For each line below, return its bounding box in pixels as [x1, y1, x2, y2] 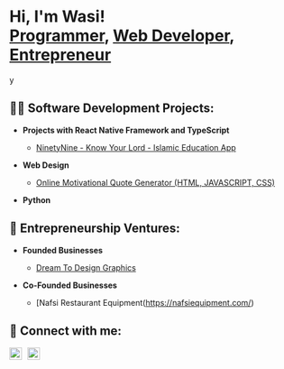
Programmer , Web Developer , [9, 25, 234, 46]
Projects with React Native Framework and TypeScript [22, 125, 230, 135]
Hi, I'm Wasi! [9, 6, 105, 27]
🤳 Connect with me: [9, 323, 122, 338]
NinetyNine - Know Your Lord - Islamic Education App [35, 142, 236, 152]
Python [22, 194, 51, 205]
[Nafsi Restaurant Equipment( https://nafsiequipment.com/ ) [35, 297, 254, 308]
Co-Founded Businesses [22, 280, 117, 291]
